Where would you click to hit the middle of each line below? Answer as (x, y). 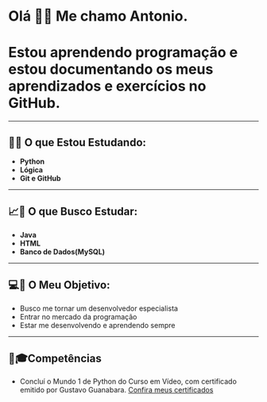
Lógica (31, 169)
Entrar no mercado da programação (78, 316)
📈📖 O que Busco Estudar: (73, 212)
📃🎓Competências (55, 358)
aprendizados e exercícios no (107, 86)
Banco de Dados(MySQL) (62, 251)
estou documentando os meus (111, 70)
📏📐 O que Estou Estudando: (77, 142)
